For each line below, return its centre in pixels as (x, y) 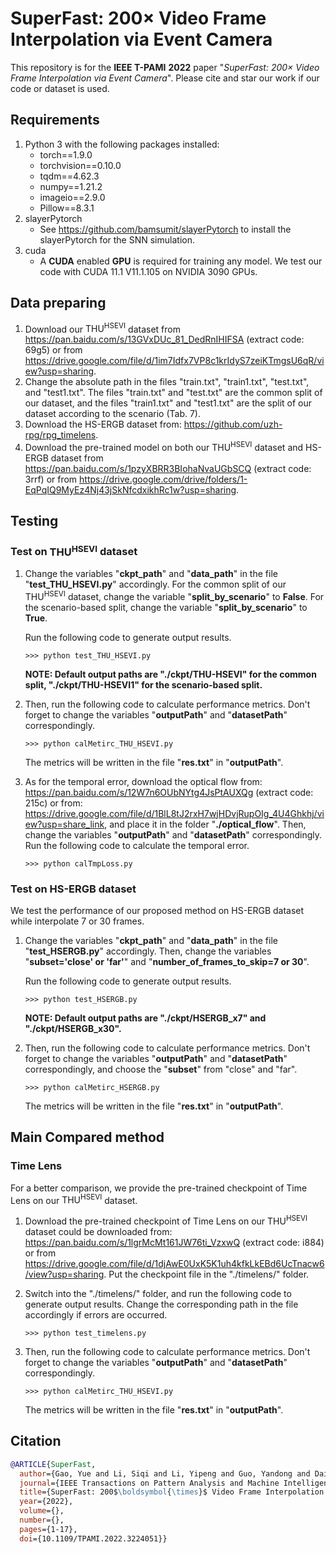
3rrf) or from (51, 479)
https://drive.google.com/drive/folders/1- (163, 479)
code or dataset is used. (60, 88)
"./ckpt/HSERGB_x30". (73, 1028)
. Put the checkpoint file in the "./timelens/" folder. (206, 1274)
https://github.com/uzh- (233, 424)
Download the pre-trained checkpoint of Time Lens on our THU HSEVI (166, 1220)
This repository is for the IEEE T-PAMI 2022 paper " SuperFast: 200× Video (165, 67)
